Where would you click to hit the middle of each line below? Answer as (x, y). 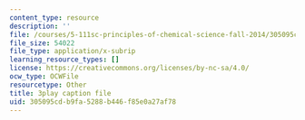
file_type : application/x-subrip (73, 51)
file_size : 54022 (42, 43)
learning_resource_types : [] (64, 60)
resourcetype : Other (49, 85)
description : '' (40, 26)
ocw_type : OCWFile (44, 77)
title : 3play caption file (60, 93)
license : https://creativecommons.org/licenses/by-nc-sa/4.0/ (129, 69)
